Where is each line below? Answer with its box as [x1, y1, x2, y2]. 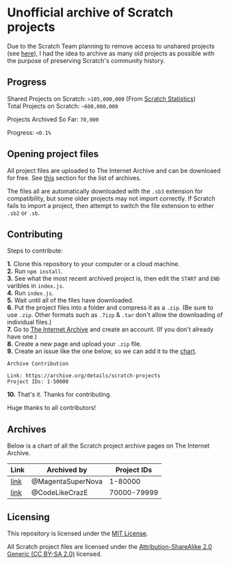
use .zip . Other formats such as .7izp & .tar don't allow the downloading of [7, 311, 223, 319]
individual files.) [7, 318, 52, 326]
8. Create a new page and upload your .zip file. [7, 340, 142, 348]
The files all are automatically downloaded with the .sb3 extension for [7, 187, 203, 195]
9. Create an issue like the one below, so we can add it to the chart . [7, 347, 197, 355]
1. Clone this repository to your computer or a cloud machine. [7, 260, 180, 268]
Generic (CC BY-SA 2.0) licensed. [7, 550, 103, 558]
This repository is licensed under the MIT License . [7, 529, 149, 537]
